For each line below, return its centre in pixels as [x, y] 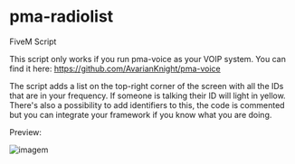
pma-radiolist [62, 17]
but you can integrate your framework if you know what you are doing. [141, 114]
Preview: [26, 132]
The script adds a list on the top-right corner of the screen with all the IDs [147, 86]
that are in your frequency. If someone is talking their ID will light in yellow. [148, 96]
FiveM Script [33, 41]
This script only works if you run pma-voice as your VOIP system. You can [148, 59]
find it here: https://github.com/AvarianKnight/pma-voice [115, 68]
